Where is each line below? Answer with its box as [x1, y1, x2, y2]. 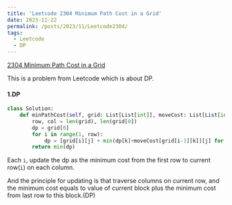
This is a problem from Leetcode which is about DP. [7, 74, 154, 83]
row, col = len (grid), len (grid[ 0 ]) [32, 118, 137, 125]
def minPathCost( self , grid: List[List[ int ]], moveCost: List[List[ [19, 111, 221, 119]
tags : [7, 29, 23, 36]
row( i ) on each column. [7, 163, 75, 172]
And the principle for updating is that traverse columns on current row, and [7, 177, 220, 185]
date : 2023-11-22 [7, 17, 57, 23]
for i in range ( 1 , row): [32, 131, 104, 138]
